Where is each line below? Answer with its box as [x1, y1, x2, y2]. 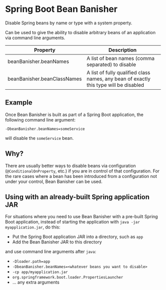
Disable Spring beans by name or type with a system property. [5, 20, 132, 26]
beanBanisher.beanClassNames [7, 75, 83, 82]
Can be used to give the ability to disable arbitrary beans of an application [5, 29, 156, 35]
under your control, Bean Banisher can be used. [5, 178, 103, 184]
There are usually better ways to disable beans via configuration [5, 163, 136, 169]
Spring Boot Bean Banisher [5, 3, 118, 15]
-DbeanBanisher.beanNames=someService [5, 126, 85, 131]
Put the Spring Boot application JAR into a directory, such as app [12, 234, 143, 240]
